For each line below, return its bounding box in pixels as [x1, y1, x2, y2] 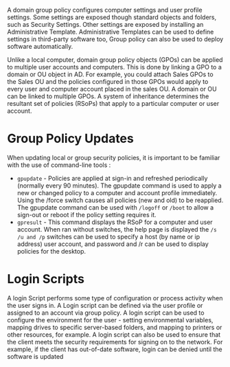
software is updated [7, 352, 64, 360]
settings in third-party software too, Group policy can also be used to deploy [7, 35, 224, 43]
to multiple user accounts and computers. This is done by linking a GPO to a [7, 63, 222, 71]
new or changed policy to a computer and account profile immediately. [16, 188, 218, 197]
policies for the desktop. [16, 247, 87, 255]
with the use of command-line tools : [7, 161, 111, 169]
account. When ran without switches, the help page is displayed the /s [16, 225, 218, 233]
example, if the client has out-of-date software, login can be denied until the [7, 345, 222, 353]
